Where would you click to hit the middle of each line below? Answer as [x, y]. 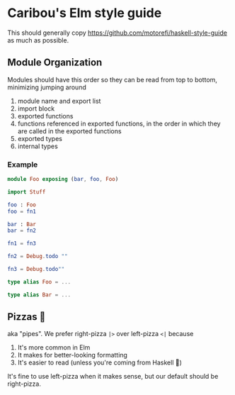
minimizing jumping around [47, 87]
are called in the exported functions [69, 131]
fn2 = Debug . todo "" [38, 257]
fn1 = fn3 [22, 244]
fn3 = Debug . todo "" [36, 269]
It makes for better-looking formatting [72, 355]
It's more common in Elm [54, 347]
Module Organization [55, 63]
